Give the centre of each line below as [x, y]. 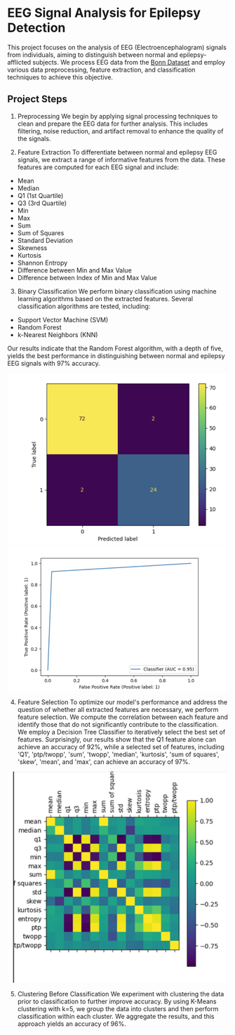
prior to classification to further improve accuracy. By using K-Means [117, 1001]
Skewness [32, 248]
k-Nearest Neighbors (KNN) [58, 334]
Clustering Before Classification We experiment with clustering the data [121, 994]
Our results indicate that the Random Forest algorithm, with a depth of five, [115, 348]
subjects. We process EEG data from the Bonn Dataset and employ [129, 62]
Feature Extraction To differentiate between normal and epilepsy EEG [117, 152]
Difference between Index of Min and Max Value [87, 277]
